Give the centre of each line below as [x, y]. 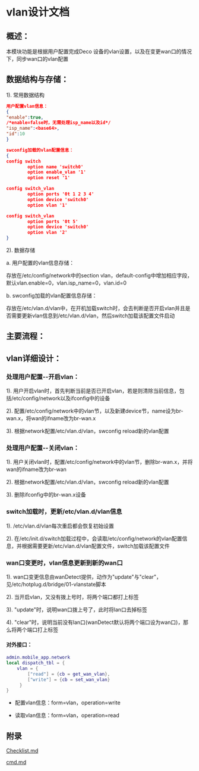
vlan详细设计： [34, 358]
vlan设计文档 [38, 12]
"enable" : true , [25, 117]
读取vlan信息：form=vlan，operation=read [67, 716]
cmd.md [16, 762]
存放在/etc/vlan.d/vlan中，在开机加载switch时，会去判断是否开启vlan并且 [96, 308]
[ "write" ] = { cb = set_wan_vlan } [69, 679]
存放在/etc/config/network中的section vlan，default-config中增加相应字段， [99, 276]
